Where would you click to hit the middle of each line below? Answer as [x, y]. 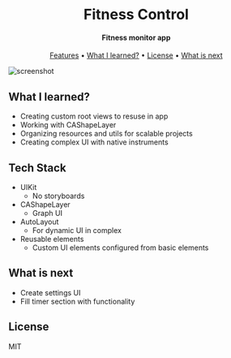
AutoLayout [39, 222]
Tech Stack [37, 168]
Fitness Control [136, 15]
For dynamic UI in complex [77, 231]
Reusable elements [52, 239]
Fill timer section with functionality [77, 301]
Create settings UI [50, 292]
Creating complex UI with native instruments [94, 142]
